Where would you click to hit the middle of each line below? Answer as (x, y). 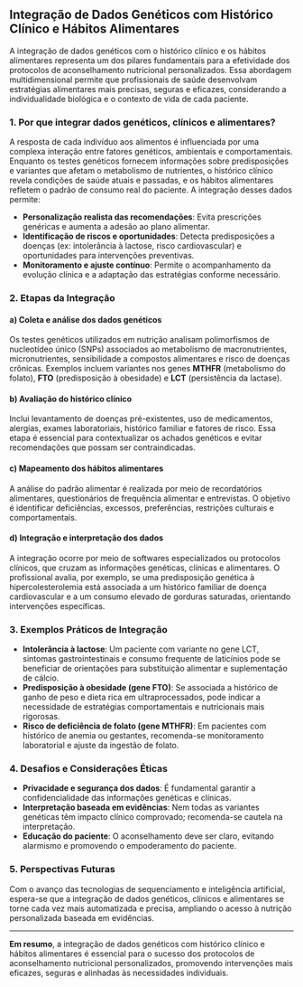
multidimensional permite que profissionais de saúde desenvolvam (133, 80)
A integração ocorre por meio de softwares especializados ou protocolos (145, 558)
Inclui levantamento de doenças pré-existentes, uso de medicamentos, (141, 418)
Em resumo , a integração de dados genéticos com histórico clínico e (138, 944)
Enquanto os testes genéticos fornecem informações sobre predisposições (149, 161)
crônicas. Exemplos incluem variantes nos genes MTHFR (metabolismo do (147, 369)
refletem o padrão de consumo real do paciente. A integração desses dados (151, 190)
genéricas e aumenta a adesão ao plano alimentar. (116, 227)
